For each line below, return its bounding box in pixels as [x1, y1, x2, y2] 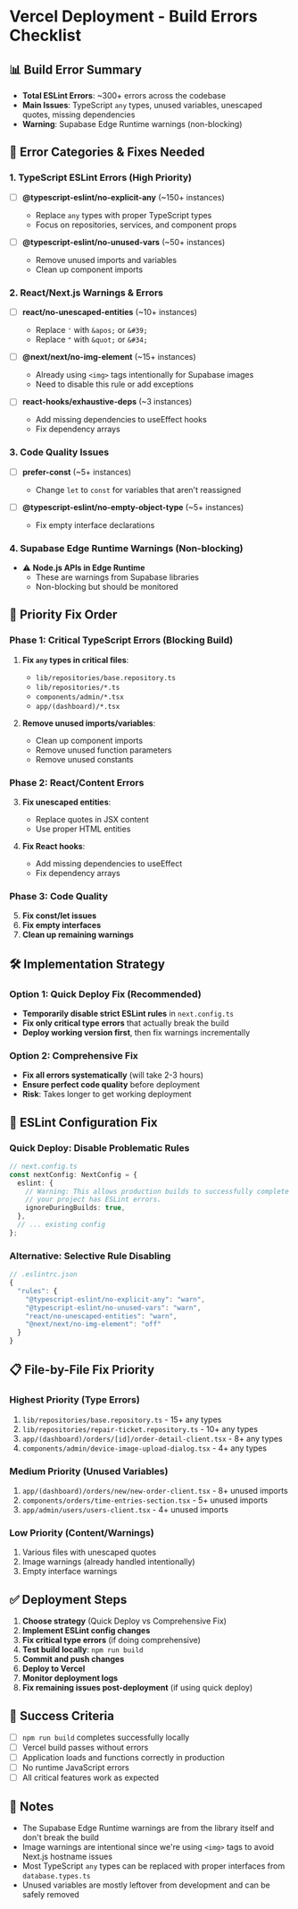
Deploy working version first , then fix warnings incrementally [21, 1027, 251, 1037]
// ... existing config [17, 1220, 105, 1230]
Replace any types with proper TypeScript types [35, 209, 212, 220]
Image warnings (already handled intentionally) [21, 1556, 195, 1567]
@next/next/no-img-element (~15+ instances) [21, 352, 196, 362]
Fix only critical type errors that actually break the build [21, 1018, 229, 1028]
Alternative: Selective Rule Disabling [9, 1249, 171, 1262]
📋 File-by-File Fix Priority [9, 1362, 154, 1377]
